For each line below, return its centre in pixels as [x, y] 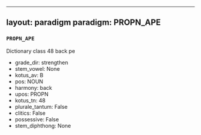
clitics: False [30, 113]
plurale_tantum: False [41, 106]
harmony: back [33, 87]
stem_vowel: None [37, 68]
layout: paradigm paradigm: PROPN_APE [83, 22]
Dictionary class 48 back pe [41, 51]
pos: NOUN [29, 81]
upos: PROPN [32, 94]
